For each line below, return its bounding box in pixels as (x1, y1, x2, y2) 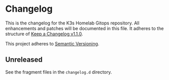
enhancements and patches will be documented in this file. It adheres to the (5, 25, 164, 31)
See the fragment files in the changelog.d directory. (5, 69, 112, 75)
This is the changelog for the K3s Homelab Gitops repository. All (5, 20, 140, 26)
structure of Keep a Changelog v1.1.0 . (5, 31, 83, 37)
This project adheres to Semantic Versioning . (5, 40, 99, 46)
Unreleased (5, 56, 43, 64)
